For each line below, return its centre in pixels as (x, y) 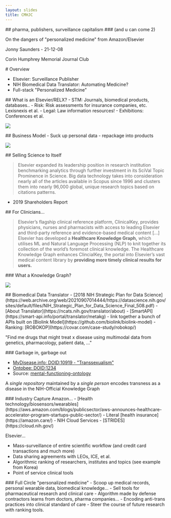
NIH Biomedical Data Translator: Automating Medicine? (70, 84)
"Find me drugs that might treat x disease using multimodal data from (78, 337)
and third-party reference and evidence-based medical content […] (89, 233)
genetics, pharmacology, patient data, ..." (48, 343)
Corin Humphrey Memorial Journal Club (47, 59)
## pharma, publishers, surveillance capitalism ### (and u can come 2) (80, 29)
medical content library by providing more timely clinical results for (90, 260)
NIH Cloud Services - (79, 420)
